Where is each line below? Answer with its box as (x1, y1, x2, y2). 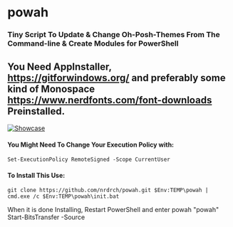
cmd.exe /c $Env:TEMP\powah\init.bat (7, 193, 120, 200)
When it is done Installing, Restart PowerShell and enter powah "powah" (7, 206, 219, 214)
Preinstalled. (7, 105, 66, 117)
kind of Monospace (7, 83, 95, 95)
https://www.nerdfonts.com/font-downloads (7, 94, 212, 106)
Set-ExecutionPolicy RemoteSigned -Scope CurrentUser (7, 156, 171, 164)
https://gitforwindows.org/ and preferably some (7, 72, 226, 84)
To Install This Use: (7, 171, 66, 179)
